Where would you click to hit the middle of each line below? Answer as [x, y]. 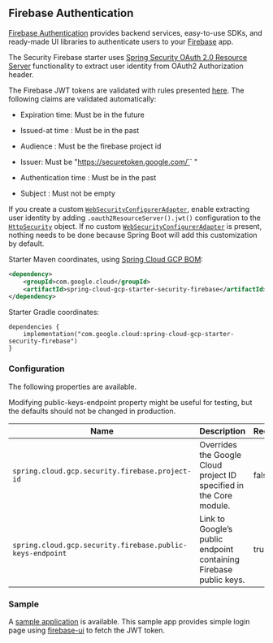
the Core [216, 495]
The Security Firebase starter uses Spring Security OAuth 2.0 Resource [128, 57]
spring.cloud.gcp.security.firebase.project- [102, 471]
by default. [26, 244]
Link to [212, 519]
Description [222, 431]
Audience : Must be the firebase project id [91, 146]
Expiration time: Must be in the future [82, 114]
